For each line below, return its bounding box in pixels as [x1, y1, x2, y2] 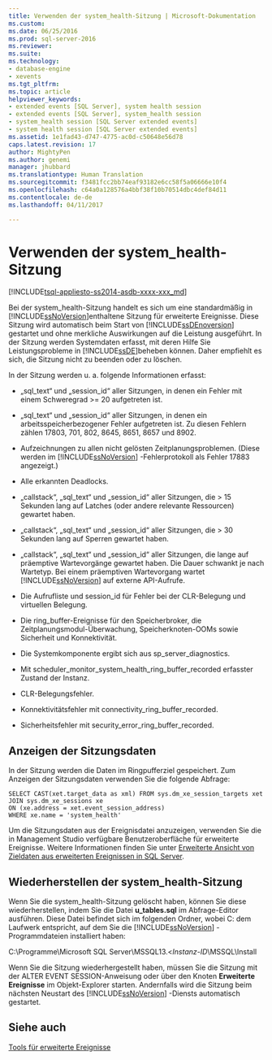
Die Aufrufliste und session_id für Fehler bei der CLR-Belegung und [19, 591, 246, 602]
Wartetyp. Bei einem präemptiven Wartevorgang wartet [19, 567, 205, 577]
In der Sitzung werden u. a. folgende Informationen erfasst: [8, 371, 207, 380]
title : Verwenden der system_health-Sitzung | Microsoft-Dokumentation [8, 11, 256, 20]
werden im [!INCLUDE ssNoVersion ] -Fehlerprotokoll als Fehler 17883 [19, 452, 250, 462]
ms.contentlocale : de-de [8, 193, 93, 202]
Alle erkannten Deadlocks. [19, 476, 109, 486]
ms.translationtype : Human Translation [8, 171, 144, 179]
